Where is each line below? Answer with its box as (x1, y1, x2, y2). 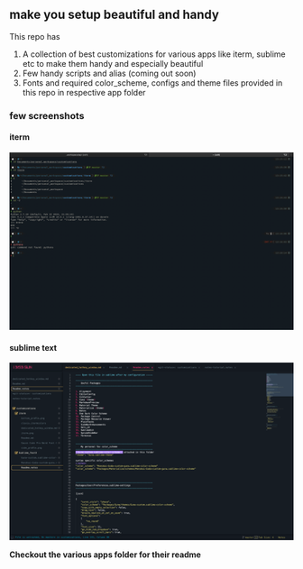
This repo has (9, 31, 60, 41)
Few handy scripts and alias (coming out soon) (22, 68, 197, 78)
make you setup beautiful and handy (9, 7, 219, 23)
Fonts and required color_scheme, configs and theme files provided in (22, 77, 283, 88)
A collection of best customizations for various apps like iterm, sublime (22, 49, 286, 60)
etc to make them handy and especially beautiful (22, 58, 204, 69)
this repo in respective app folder (22, 87, 146, 97)
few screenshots (9, 109, 85, 122)
